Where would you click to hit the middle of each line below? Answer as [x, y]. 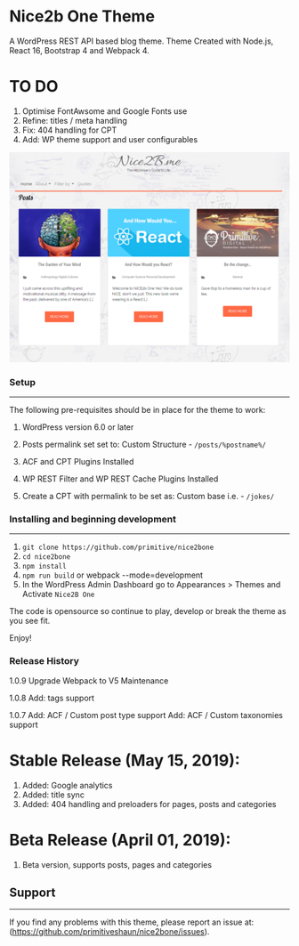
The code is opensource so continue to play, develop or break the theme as [148, 611]
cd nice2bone [46, 557]
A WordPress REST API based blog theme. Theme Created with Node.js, [141, 41]
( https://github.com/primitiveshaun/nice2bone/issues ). [109, 932]
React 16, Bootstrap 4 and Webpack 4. [79, 50]
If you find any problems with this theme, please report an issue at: [132, 922]
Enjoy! [21, 638]
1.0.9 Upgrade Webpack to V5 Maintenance [89, 680]
